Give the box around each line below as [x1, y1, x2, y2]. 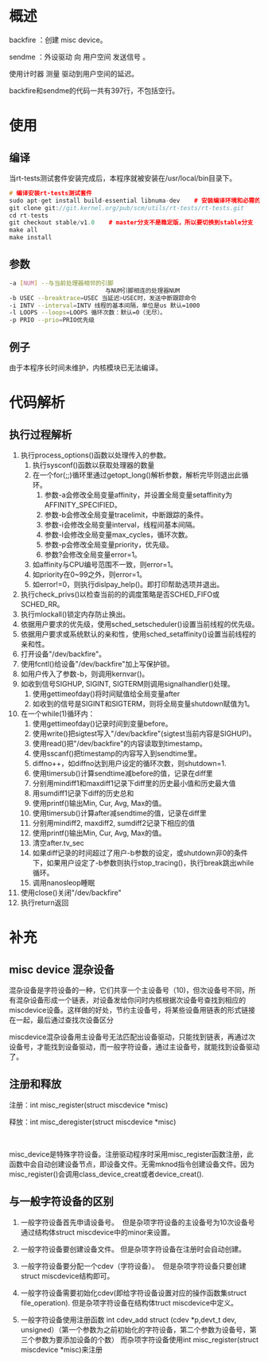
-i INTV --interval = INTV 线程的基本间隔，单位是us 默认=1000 [9, 302, 200, 309]
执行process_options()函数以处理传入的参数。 [20, 450, 171, 460]
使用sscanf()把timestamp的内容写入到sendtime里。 [32, 749, 202, 758]
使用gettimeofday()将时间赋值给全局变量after [32, 689, 181, 699]
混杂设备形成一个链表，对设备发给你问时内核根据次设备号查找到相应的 [15, 995, 246, 1005]
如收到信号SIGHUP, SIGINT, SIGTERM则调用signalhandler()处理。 [20, 679, 235, 688]
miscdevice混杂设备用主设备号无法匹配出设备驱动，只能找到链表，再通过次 [9, 1032, 255, 1041]
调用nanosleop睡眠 [32, 878, 95, 887]
